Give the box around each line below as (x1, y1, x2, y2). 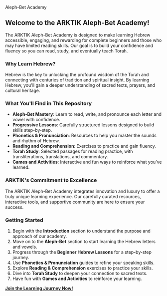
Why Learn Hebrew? (5, 60, 56, 67)
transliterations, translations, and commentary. (12, 154, 108, 160)
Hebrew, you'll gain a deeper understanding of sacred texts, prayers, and (5, 82, 156, 88)
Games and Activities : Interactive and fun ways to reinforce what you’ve (12, 159, 162, 165)
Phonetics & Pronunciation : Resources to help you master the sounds (12, 132, 157, 139)
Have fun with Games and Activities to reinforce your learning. (12, 276, 142, 282)
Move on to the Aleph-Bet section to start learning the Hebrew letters (12, 239, 156, 244)
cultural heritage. (5, 87, 40, 94)
